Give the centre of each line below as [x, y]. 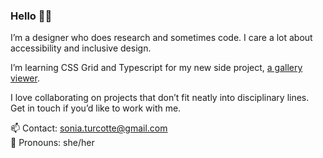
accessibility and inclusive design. [81, 48]
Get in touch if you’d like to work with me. [96, 108]
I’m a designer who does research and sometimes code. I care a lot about [161, 38]
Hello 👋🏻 [31, 16]
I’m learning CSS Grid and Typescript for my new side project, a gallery [156, 68]
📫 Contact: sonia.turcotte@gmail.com [89, 128]
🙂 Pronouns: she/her [52, 143]
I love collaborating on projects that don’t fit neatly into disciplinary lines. [160, 98]
